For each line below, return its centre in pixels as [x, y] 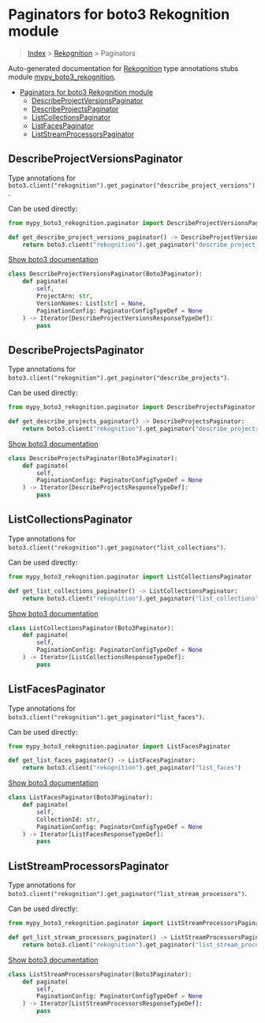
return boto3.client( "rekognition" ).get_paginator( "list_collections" [141, 598]
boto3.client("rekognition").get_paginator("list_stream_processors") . [127, 894]
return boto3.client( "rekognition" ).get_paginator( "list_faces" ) [132, 768]
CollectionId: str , [69, 819]
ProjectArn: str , [65, 296]
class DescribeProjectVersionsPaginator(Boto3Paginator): [105, 274]
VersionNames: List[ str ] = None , [91, 303]
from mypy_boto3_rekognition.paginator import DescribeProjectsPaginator [132, 407]
